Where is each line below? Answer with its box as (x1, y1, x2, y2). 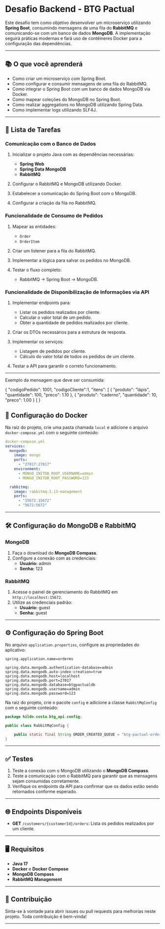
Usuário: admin (19, 560, 52, 566)
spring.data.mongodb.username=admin (5, 686, 80, 691)
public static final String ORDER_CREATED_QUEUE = (14, 732, 120, 737)
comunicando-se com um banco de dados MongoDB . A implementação (5, 30, 151, 36)
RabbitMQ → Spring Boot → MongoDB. (19, 276, 98, 282)
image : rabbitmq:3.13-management (14, 489, 82, 494)
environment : (14, 467, 41, 472)
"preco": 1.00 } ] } (5, 397, 41, 403)
